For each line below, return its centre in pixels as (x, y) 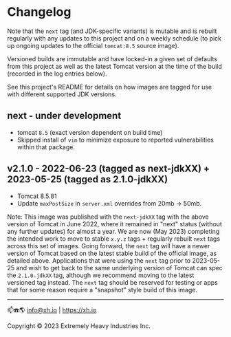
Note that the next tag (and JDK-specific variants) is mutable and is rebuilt (112, 31)
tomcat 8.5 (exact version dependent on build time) (90, 132)
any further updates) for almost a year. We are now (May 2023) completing (113, 231)
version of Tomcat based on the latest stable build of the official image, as (112, 253)
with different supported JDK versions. (62, 94)
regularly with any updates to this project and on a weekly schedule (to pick (114, 38)
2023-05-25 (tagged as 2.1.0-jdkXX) (88, 180)
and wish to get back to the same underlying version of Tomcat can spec (120, 268)
